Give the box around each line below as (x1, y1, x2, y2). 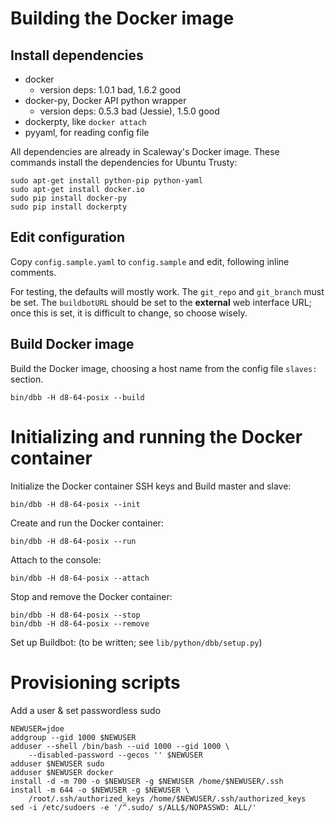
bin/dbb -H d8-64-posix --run (10, 536, 137, 546)
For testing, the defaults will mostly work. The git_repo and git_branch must (10, 285, 325, 297)
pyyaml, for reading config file (24, 127, 150, 138)
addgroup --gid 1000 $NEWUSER (10, 732, 137, 742)
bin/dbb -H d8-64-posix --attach (10, 573, 150, 583)
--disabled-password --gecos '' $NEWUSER (28, 750, 203, 760)
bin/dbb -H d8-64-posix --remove (10, 618, 150, 629)
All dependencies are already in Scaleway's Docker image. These (10, 146, 280, 157)
